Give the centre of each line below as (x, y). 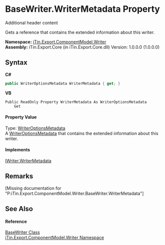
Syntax (16, 63)
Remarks (19, 176)
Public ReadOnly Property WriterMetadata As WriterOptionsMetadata (76, 102)
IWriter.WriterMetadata (28, 161)
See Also (19, 209)
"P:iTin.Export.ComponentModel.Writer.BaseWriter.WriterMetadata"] (75, 193)
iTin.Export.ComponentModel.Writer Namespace (55, 238)
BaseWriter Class (23, 232)
